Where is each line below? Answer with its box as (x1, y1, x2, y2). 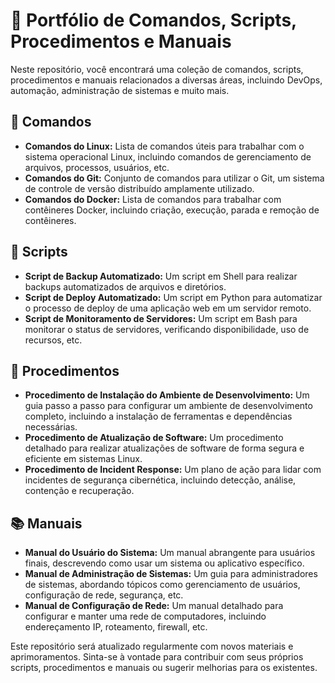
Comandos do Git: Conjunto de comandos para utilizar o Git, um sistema (24, 172, 325, 184)
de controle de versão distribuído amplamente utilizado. (24, 182, 255, 194)
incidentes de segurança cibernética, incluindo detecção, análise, (24, 474, 297, 486)
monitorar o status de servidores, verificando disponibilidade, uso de (24, 323, 310, 335)
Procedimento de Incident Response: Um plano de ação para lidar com (24, 464, 322, 476)
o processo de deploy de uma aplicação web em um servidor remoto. (24, 302, 312, 314)
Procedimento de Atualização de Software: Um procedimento (24, 432, 284, 444)
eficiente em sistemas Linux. (24, 453, 143, 465)
